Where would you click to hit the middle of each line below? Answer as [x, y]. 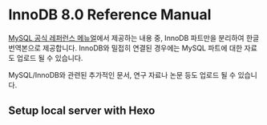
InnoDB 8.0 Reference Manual [110, 15]
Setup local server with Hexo [82, 111]
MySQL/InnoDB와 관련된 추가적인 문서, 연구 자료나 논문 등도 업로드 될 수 [122, 75]
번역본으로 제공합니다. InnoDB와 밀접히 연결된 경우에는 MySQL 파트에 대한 [125, 48]
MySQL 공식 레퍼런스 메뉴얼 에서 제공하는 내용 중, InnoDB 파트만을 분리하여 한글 [134, 38]
